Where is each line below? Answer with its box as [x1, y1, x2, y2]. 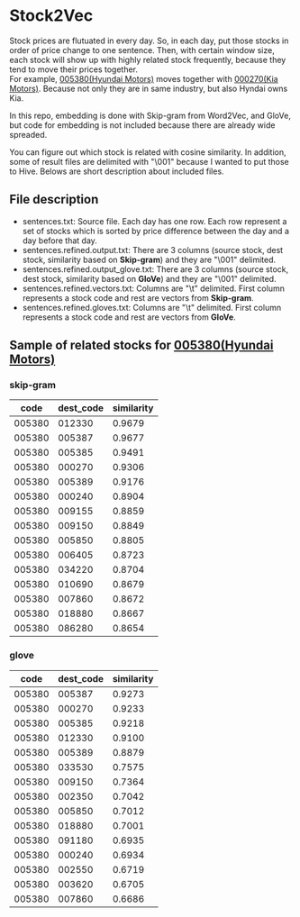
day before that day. [22, 235, 97, 246]
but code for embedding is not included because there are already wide [9, 119, 276, 131]
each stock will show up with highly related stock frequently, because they [9, 54, 286, 65]
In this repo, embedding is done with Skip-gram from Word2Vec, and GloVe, [9, 110, 291, 121]
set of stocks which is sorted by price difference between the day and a [22, 225, 290, 236]
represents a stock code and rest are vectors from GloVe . [22, 312, 236, 322]
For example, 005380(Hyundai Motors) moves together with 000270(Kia [9, 73, 278, 84]
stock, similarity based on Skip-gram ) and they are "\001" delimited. [22, 254, 277, 265]
